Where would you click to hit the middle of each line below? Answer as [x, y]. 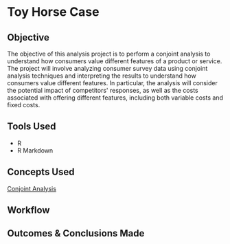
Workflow [28, 210]
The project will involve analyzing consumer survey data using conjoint [107, 68]
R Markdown [35, 150]
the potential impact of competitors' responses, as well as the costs [103, 90]
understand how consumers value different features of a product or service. [115, 61]
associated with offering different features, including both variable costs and [115, 98]
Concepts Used [41, 172]
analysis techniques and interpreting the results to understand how [102, 76]
